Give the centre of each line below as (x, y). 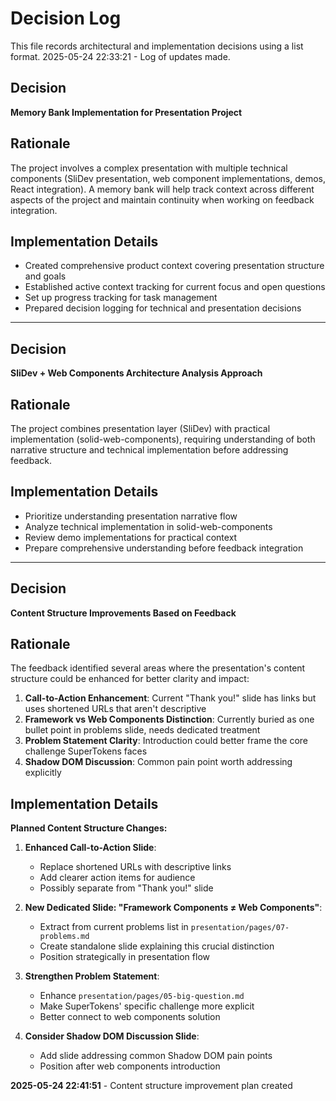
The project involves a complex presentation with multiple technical (149, 168)
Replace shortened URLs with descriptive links (135, 867)
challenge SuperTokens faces (86, 751)
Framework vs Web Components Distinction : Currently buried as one (169, 719)
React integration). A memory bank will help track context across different (162, 189)
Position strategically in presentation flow (124, 957)
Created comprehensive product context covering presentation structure (174, 266)
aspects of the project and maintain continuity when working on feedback (162, 199)
